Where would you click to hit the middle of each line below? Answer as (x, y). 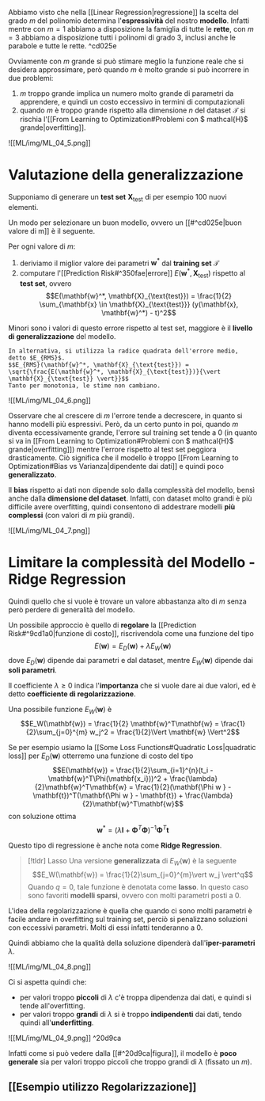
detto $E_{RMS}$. (37, 358)
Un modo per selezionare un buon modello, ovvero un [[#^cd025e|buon (125, 223)
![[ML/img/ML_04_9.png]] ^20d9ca (65, 1038)
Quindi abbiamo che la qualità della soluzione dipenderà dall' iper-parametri (132, 943)
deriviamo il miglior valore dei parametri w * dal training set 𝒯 (119, 262)
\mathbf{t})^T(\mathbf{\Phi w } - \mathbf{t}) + (108, 795)
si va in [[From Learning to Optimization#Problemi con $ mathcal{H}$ (121, 440)
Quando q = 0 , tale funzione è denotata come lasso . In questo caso (138, 887)
